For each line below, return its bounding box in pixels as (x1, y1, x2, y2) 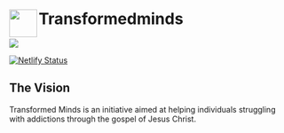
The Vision (9, 81, 71, 96)
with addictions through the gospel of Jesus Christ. (9, 113, 197, 124)
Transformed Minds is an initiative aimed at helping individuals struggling (9, 104, 276, 114)
